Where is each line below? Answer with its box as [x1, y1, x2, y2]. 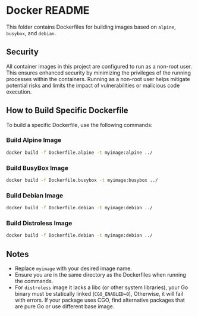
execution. [6, 88, 32, 95]
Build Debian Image [6, 191, 64, 200]
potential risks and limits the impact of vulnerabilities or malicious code [6, 82, 180, 89]
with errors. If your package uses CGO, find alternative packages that [14, 296, 186, 304]
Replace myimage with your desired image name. [14, 265, 132, 272]
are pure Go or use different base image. [14, 303, 115, 310]
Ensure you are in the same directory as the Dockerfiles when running [14, 271, 186, 278]
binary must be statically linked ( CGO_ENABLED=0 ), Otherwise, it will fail [14, 290, 183, 298]
